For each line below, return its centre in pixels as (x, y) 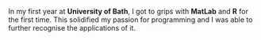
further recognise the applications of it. (72, 28)
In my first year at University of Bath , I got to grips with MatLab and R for (128, 11)
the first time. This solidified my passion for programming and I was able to (130, 20)
